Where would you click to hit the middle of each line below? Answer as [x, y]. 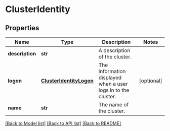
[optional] [151, 81]
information [112, 71]
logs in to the [114, 90]
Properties [22, 28]
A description [114, 50]
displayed [110, 78]
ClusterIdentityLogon [67, 81]
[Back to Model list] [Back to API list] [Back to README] [63, 123]
